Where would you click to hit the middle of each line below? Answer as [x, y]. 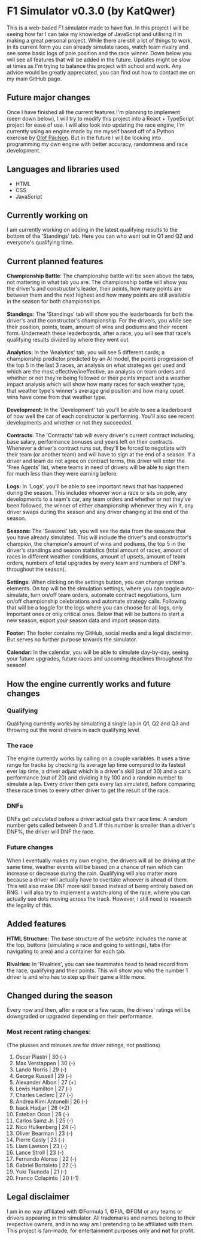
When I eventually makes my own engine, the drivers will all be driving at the [101, 860]
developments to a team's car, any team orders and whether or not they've [99, 499]
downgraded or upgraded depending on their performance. [80, 1017]
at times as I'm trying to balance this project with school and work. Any [94, 66]
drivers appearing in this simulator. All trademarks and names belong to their [101, 1218]
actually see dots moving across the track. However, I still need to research [99, 898]
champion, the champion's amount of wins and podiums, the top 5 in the [96, 544]
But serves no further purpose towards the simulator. [72, 640]
